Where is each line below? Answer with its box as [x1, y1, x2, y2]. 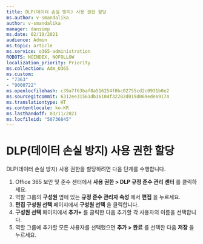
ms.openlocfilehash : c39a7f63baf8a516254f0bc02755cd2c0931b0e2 [6, 88, 170, 94]
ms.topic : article [6, 43, 53, 49]
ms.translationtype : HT [6, 99, 67, 105]
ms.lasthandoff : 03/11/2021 [6, 110, 78, 117]
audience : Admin [6, 37, 47, 43]
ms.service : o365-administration [6, 49, 91, 55]
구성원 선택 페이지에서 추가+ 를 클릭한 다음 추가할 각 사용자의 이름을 [15, 209, 176, 216]
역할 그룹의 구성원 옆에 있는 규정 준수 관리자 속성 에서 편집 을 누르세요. [15, 194, 181, 201]
